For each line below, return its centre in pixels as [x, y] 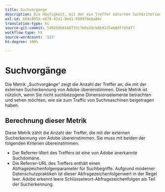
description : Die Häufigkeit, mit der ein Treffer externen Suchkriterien [83, 14]
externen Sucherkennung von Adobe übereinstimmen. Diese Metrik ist [76, 89]
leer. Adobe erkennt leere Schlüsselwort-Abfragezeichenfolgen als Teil [84, 179]
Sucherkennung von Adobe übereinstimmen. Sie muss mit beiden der [75, 138]
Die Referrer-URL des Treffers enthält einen [56, 163]
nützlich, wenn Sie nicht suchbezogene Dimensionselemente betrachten [78, 95]
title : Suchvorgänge [26, 10]
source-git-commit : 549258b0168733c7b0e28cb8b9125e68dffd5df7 [70, 28]
